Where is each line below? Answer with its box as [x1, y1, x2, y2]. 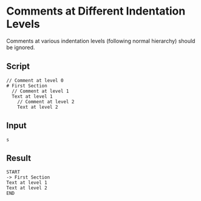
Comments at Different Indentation [6, 4, 186, 18]
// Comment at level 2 [17, 98, 75, 104]
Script [6, 61, 30, 72]
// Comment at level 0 [6, 77, 64, 83]
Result [6, 153, 32, 163]
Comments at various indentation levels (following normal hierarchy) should [6, 37, 196, 44]
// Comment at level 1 [12, 88, 69, 94]
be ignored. [6, 44, 35, 51]
